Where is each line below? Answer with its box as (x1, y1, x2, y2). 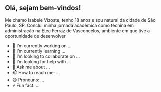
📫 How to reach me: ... (12, 69, 60, 75)
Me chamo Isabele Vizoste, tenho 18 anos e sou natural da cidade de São (5, 17, 156, 23)
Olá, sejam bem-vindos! (5, 4, 81, 12)
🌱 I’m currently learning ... (12, 48, 66, 54)
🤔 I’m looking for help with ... (12, 58, 71, 64)
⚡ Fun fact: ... (12, 82, 40, 88)
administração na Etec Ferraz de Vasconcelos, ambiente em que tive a (5, 27, 150, 34)
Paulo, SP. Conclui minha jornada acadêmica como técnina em (5, 22, 134, 28)
